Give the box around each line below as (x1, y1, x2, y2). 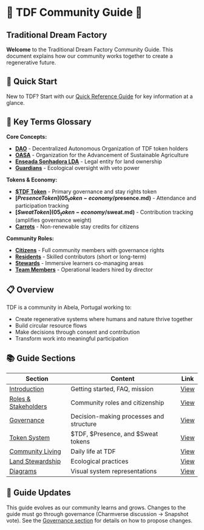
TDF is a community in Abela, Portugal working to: (6, 304, 132, 311)
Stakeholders (9, 402, 47, 411)
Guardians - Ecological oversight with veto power (15, 164, 140, 171)
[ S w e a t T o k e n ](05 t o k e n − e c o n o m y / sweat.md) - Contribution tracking (15, 208, 193, 217)
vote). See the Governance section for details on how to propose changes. (6, 517, 193, 524)
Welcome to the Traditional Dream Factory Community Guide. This (6, 46, 173, 53)
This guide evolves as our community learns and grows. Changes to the (6, 504, 186, 511)
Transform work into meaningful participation (15, 335, 129, 342)
